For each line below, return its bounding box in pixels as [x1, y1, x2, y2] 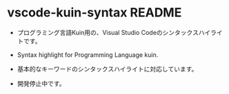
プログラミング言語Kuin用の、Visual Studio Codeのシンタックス [17, 28, 199, 36]
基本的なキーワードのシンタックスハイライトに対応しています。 [17, 64, 198, 73]
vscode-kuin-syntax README [7, 5, 182, 21]
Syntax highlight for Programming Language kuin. [17, 50, 159, 59]
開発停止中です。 [17, 79, 66, 87]
